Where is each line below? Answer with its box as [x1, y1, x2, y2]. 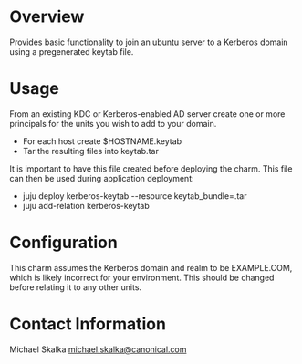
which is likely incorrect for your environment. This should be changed [9, 272, 275, 283]
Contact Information [9, 314, 167, 334]
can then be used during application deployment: [9, 172, 194, 183]
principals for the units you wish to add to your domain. [9, 118, 217, 129]
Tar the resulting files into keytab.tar [22, 145, 160, 156]
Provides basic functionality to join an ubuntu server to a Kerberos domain [9, 36, 289, 47]
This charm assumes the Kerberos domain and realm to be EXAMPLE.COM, [9, 262, 293, 273]
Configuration [9, 233, 119, 253]
